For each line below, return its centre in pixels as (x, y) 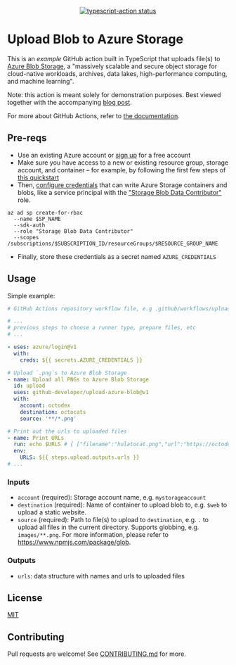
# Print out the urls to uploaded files (67, 431)
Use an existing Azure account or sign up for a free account (104, 155)
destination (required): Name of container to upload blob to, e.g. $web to (122, 505)
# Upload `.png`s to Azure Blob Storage (67, 373)
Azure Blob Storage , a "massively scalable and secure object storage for (112, 66)
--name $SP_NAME (37, 219)
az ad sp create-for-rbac (45, 213)
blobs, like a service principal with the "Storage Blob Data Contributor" (119, 192)
